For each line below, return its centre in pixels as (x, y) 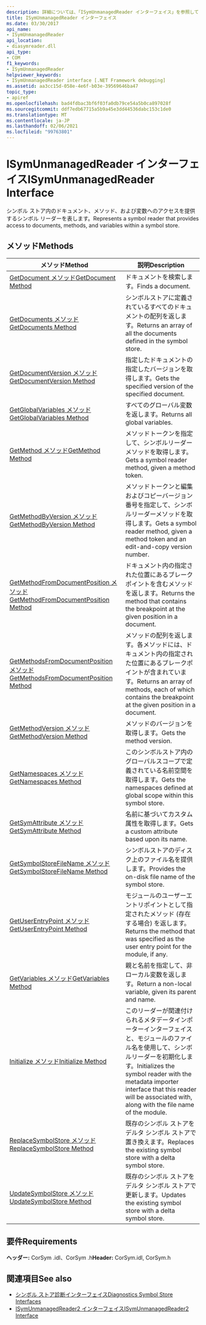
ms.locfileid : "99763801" (39, 132)
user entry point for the (158, 946)
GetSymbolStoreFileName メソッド (60, 863)
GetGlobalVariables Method (49, 418)
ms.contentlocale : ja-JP (38, 120)
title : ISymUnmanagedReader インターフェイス (62, 18)
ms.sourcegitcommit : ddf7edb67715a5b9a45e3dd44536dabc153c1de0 (89, 109)
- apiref (17, 98)
